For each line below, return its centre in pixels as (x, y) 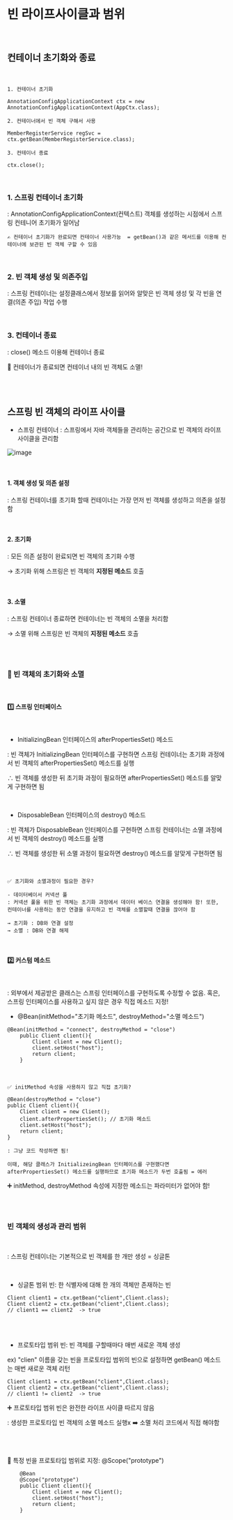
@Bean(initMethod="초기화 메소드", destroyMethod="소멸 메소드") (111, 1016)
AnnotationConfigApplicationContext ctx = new (76, 101)
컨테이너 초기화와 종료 (51, 58)
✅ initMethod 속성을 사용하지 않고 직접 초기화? (69, 1087)
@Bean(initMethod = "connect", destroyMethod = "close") (91, 1029)
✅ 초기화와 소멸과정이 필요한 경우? (51, 881)
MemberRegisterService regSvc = (54, 133)
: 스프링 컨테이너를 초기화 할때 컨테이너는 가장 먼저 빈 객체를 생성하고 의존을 (110, 500)
